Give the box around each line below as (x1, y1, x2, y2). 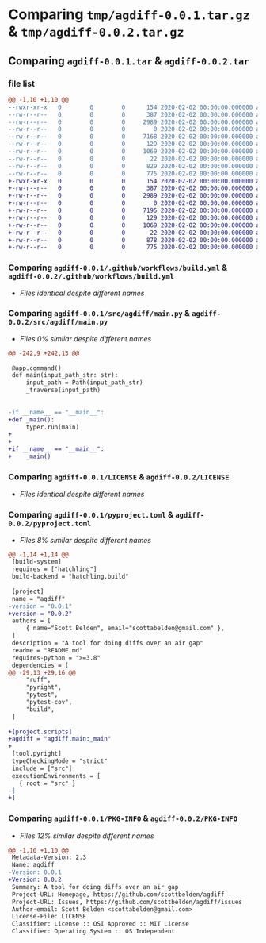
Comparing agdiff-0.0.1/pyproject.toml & (8, 510, 174, 521)
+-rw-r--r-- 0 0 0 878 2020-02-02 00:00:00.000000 (8, 236, 253, 244)
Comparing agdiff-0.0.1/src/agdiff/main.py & (8, 308, 191, 319)
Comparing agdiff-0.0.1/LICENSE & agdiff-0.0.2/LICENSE (8, 471, 230, 482)
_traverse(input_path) (25, 387, 101, 395)
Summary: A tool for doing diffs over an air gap (11, 883, 179, 891)
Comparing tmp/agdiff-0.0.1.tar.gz (8, 6, 251, 24)
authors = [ (11, 617, 51, 625)
